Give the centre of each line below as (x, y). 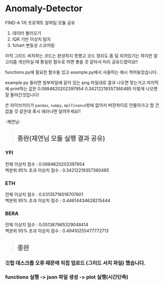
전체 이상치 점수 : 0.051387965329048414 (47, 225)
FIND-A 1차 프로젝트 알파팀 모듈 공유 (40, 22)
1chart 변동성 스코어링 (33, 45)
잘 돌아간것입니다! (22, 95)
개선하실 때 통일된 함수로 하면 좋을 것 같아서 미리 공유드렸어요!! (78, 62)
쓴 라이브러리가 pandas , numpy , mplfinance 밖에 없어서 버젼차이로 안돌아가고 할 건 (82, 105)
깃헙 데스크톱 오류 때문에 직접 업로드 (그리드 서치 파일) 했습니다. (75, 263)
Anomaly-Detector (44, 9)
